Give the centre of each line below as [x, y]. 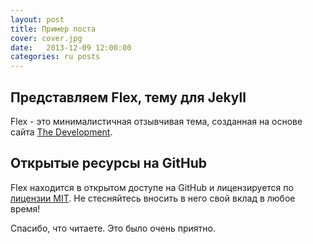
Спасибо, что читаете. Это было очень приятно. [113, 228]
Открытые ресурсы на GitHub [108, 163]
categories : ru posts [55, 57]
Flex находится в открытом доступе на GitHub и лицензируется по [152, 187]
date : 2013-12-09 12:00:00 [71, 47]
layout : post [37, 19]
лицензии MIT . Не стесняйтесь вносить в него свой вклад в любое [153, 198]
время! [25, 208]
